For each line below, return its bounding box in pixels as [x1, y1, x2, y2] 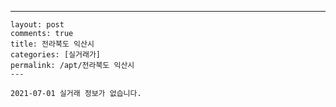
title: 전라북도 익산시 [10, 39, 95, 49]
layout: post [10, 20, 65, 30]
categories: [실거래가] [10, 50, 101, 60]
